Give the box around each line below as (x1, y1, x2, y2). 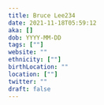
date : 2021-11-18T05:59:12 (8, 19, 97, 27)
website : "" (8, 48, 47, 56)
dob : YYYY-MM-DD (8, 33, 61, 42)
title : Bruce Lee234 (8, 11, 76, 20)
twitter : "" (8, 77, 47, 85)
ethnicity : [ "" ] (8, 56, 61, 64)
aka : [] (8, 26, 34, 34)
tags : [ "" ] (8, 41, 44, 49)
